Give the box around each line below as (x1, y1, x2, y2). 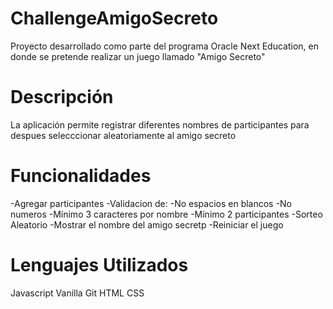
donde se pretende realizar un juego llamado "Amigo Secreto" (10, 50, 266, 62)
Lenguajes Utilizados (10, 254, 189, 276)
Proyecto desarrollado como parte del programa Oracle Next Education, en (10, 40, 319, 52)
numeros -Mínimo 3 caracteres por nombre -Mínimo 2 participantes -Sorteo (10, 208, 323, 220)
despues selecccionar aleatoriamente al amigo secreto (10, 129, 237, 141)
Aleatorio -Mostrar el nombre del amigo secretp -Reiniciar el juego (10, 218, 284, 231)
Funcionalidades (10, 165, 152, 187)
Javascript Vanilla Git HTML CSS (10, 287, 145, 299)
